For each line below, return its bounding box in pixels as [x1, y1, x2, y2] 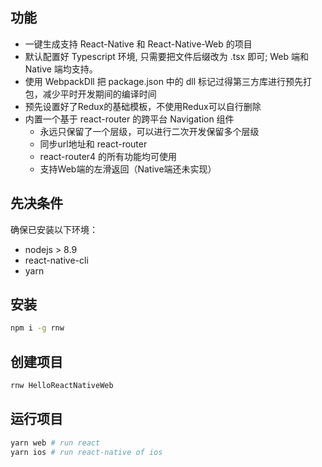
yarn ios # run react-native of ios [10, 447, 163, 457]
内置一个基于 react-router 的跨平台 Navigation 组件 [24, 113, 235, 125]
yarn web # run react [10, 438, 101, 448]
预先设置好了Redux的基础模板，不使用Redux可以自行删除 [24, 100, 262, 112]
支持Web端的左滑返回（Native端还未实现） [39, 163, 217, 175]
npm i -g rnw [10, 323, 65, 333]
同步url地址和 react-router [39, 138, 148, 150]
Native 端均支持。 [24, 63, 98, 75]
